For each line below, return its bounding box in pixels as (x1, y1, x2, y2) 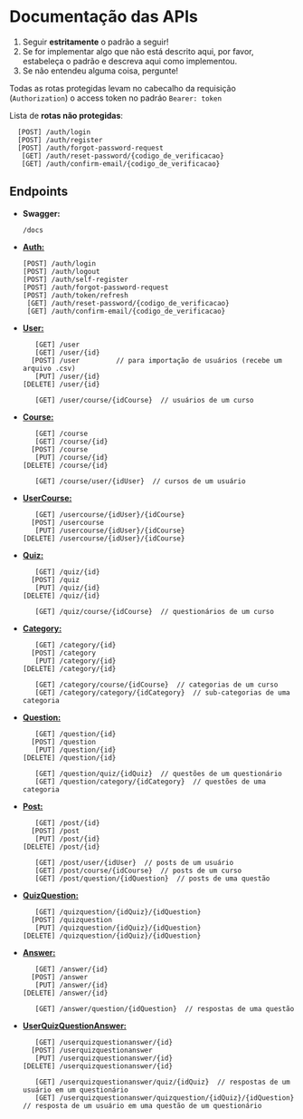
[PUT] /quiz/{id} (34, 583, 100, 592)
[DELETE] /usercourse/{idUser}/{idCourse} (22, 533, 185, 543)
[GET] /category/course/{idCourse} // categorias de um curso (34, 680, 279, 689)
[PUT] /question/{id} (34, 745, 117, 754)
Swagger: (22, 208, 61, 219)
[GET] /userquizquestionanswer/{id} (34, 1037, 174, 1046)
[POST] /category (31, 648, 97, 657)
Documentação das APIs (9, 6, 199, 27)
